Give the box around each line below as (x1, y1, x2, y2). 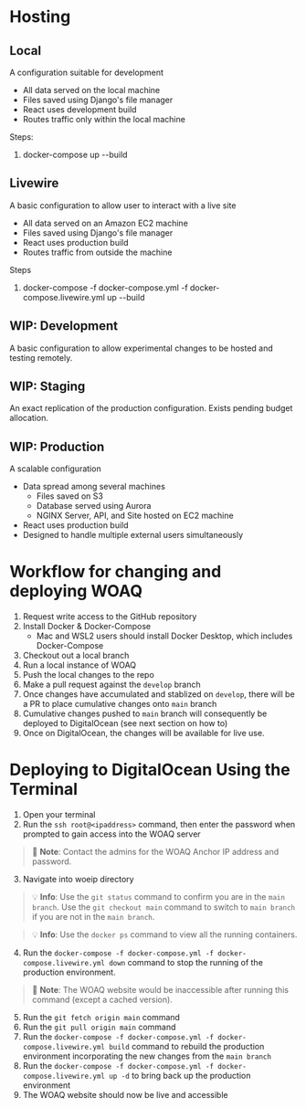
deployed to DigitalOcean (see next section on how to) (22, 718, 228, 729)
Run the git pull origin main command (22, 1021, 176, 1033)
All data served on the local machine (22, 85, 161, 95)
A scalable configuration (9, 463, 102, 474)
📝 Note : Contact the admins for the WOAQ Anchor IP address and (31, 847, 280, 858)
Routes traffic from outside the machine (22, 247, 173, 258)
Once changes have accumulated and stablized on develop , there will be (22, 689, 295, 700)
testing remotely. (9, 352, 73, 363)
